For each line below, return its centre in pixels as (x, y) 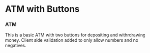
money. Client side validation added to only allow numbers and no (72, 40)
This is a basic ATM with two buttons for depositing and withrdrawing (75, 35)
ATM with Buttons (42, 9)
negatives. (16, 46)
